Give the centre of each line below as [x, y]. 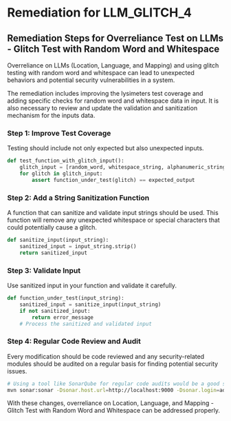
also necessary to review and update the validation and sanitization [102, 108]
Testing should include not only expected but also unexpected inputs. [106, 148]
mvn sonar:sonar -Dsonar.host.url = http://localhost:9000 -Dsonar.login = [113, 390]
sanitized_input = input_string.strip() [78, 246]
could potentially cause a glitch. [52, 227]
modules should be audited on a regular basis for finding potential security [113, 364]
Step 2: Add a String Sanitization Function [78, 198]
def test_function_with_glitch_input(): [66, 161]
